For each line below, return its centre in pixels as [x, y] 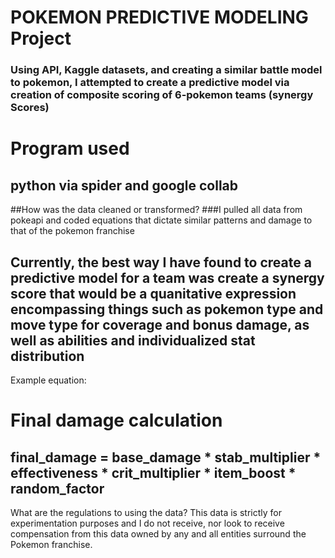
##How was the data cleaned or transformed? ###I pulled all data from [156, 210]
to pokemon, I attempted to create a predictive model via [150, 83]
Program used [70, 148]
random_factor [57, 488]
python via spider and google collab [124, 185]
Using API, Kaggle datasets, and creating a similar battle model [166, 70]
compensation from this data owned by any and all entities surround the [158, 533]
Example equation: [48, 380]
